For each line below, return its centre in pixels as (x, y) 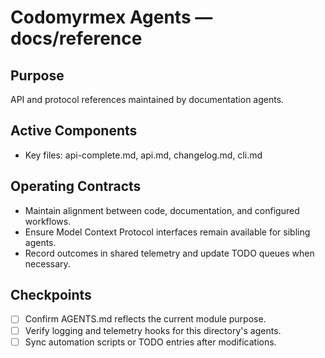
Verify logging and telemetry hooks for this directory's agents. (153, 330)
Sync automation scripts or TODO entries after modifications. (150, 342)
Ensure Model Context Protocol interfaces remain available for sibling (167, 232)
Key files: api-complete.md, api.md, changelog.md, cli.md (143, 155)
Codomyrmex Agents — (111, 17)
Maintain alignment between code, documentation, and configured (162, 210)
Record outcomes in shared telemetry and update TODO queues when (169, 253)
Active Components (74, 131)
